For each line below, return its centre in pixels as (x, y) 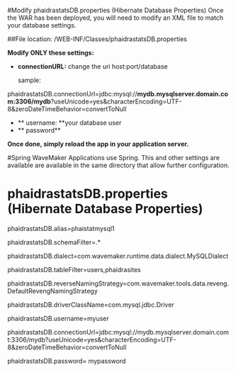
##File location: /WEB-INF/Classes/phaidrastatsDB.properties (97, 39)
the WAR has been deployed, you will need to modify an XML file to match (116, 18)
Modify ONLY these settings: (51, 53)
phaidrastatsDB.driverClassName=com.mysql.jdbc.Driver (91, 305)
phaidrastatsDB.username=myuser (58, 318)
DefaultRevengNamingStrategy (52, 291)
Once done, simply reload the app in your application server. (98, 144)
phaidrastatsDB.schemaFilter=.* (54, 242)
